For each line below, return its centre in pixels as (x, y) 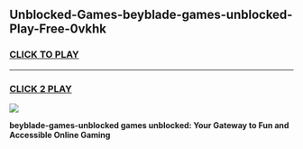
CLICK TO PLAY (44, 55)
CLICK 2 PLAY (41, 88)
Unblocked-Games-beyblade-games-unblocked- (151, 15)
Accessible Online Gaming (60, 135)
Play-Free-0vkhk (58, 29)
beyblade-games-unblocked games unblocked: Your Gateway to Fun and (149, 125)
